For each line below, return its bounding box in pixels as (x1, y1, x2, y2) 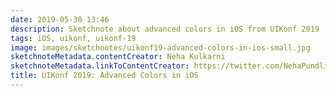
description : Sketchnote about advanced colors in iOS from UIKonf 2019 (10, 24, 320, 34)
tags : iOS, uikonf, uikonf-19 (10, 33, 137, 43)
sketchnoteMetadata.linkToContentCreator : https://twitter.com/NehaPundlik (10, 61, 333, 71)
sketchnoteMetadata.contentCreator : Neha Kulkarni (10, 52, 226, 62)
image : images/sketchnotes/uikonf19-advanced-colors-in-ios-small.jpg (10, 42, 311, 53)
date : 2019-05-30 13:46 (10, 14, 110, 25)
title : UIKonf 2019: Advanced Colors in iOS (10, 71, 199, 81)
